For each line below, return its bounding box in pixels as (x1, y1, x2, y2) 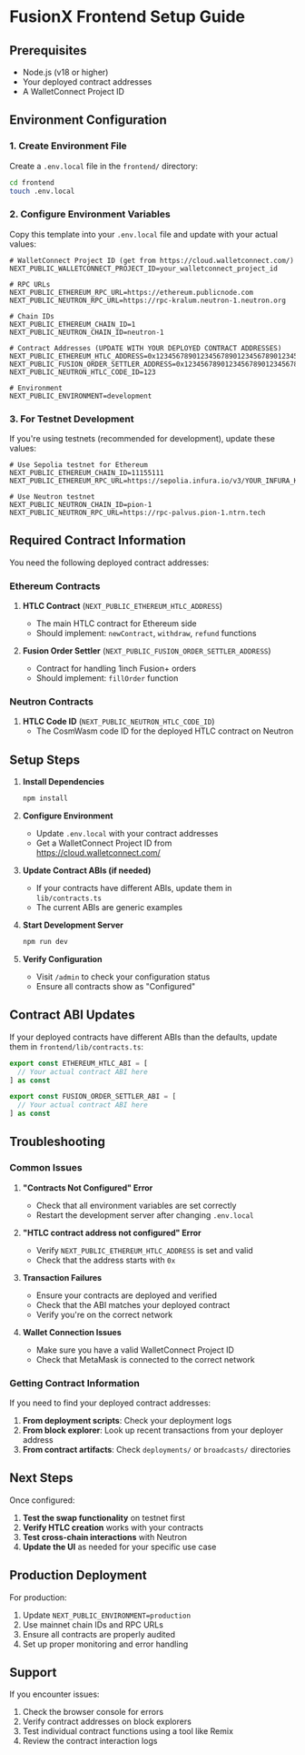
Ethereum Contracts (9, 580, 101, 593)
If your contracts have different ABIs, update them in (35, 883, 232, 894)
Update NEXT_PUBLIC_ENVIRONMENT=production (22, 1609, 192, 1620)
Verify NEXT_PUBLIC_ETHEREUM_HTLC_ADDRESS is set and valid (35, 1244, 254, 1255)
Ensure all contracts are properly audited (22, 1628, 175, 1639)
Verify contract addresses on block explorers (22, 1716, 192, 1727)
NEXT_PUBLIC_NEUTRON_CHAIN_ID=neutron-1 (9, 328, 165, 337)
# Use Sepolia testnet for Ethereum (9, 461, 148, 470)
